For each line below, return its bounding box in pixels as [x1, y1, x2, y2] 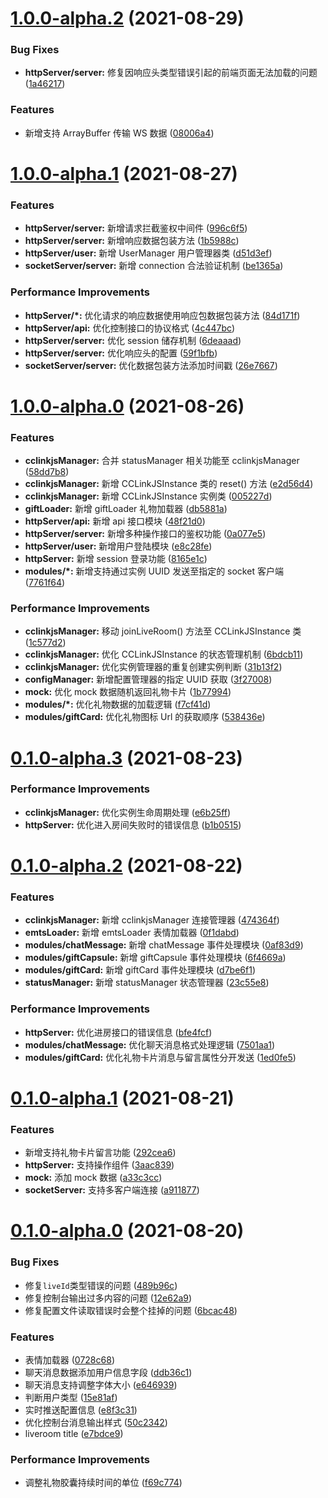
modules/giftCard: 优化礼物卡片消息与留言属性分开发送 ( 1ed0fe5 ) [24, 1051, 297, 1063]
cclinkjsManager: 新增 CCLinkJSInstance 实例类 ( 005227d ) [24, 490, 273, 502]
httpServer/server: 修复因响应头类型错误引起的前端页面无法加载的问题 [24, 67, 318, 79]
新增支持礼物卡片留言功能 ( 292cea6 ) [24, 1147, 177, 1159]
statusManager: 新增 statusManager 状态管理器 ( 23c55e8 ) [24, 977, 270, 989]
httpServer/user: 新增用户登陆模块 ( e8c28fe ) [24, 540, 213, 552]
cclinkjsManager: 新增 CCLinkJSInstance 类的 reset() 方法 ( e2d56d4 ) [24, 478, 314, 490]
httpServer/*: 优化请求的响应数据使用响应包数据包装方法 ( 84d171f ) [24, 309, 301, 321]
